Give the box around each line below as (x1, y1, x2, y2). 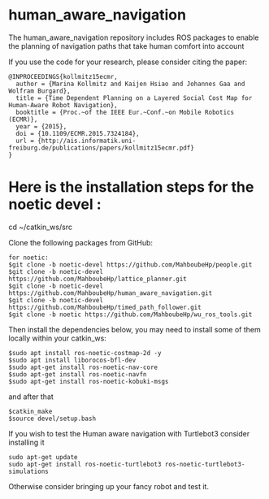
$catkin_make (8, 407, 53, 415)
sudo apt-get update (8, 453, 79, 461)
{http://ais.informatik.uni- (37, 137, 137, 145)
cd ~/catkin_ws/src (8, 222, 73, 232)
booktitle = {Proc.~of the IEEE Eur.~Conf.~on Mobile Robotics (15, 108, 234, 116)
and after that (8, 392, 54, 401)
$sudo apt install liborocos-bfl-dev (8, 356, 137, 364)
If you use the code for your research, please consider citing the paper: (8, 57, 248, 67)
